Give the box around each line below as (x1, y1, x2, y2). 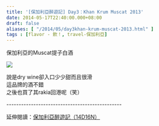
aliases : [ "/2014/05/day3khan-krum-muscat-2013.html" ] (6, 26, 154, 32)
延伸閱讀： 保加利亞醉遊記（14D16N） (6, 113, 101, 121)
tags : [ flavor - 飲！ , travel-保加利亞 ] (6, 32, 108, 38)
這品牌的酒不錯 (6, 81, 44, 88)
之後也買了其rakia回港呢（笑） (6, 89, 83, 96)
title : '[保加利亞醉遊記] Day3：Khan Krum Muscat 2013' (6, 9, 144, 15)
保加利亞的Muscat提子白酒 (6, 49, 73, 57)
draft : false (6, 20, 40, 26)
